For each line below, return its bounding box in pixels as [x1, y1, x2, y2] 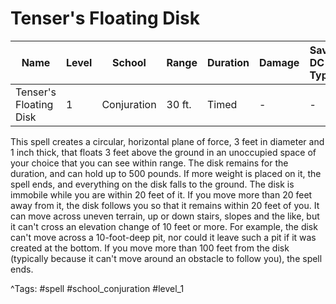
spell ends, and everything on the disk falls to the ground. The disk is [10, 178, 295, 190]
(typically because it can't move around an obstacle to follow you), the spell [10, 252, 323, 264]
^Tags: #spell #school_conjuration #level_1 [10, 282, 185, 294]
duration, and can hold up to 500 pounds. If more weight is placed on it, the [10, 167, 322, 179]
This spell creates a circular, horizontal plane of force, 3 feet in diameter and [10, 135, 325, 147]
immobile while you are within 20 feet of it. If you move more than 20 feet [10, 188, 313, 201]
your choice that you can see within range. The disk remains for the [10, 157, 289, 169]
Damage [259, 55, 300, 69]
